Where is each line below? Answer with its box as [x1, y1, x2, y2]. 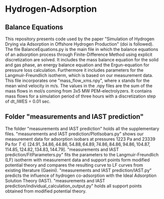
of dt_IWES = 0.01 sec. [5, 99, 51, 104]
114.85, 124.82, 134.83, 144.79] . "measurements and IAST [5, 146, 119, 152]
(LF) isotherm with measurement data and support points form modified [5, 157, 150, 163]
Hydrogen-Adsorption [5, 3, 97, 15]
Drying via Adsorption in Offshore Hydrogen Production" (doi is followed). [5, 41, 154, 47]
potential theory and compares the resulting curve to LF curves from [5, 162, 143, 168]
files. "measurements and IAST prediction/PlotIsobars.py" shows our [5, 131, 144, 137]
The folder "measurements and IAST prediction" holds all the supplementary [5, 125, 160, 131]
